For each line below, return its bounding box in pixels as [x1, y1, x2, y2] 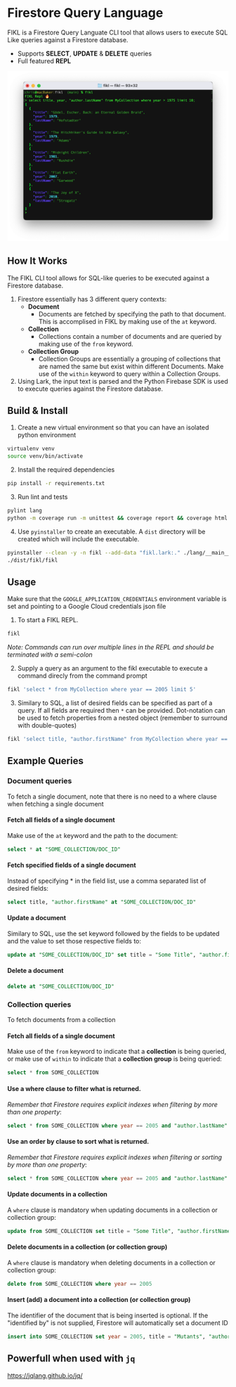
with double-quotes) [17, 721, 77, 730]
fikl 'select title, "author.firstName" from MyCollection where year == [7, 736, 228, 743]
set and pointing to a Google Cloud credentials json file [7, 602, 166, 611]
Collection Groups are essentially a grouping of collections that [38, 354, 221, 363]
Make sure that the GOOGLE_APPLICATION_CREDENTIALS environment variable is [7, 595, 227, 603]
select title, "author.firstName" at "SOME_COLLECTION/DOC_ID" [7, 898, 197, 905]
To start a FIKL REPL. [17, 616, 79, 624]
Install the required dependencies [17, 465, 115, 474]
